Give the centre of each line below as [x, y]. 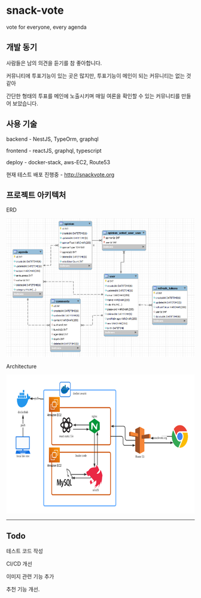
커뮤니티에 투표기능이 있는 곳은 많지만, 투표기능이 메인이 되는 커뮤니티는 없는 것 [99, 75]
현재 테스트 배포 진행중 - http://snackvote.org [60, 174]
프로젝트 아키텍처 [36, 195]
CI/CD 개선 [19, 564]
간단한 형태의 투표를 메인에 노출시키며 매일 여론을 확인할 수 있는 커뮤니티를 [93, 96]
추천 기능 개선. [23, 589]
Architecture [22, 367]
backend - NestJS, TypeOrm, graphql [52, 139]
